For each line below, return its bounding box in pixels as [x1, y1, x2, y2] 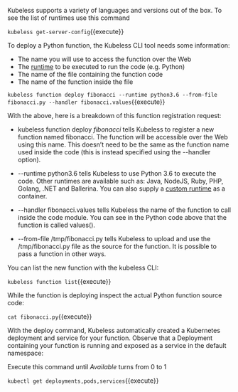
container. [17, 192, 48, 200]
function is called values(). [17, 221, 96, 229]
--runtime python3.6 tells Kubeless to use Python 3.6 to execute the [17, 169, 217, 177]
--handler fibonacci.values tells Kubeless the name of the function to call [17, 206, 232, 214]
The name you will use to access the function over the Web [17, 55, 192, 63]
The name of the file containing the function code [17, 70, 163, 78]
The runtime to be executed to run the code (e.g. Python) [17, 63, 185, 70]
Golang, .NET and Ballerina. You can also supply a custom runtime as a [17, 184, 226, 193]
